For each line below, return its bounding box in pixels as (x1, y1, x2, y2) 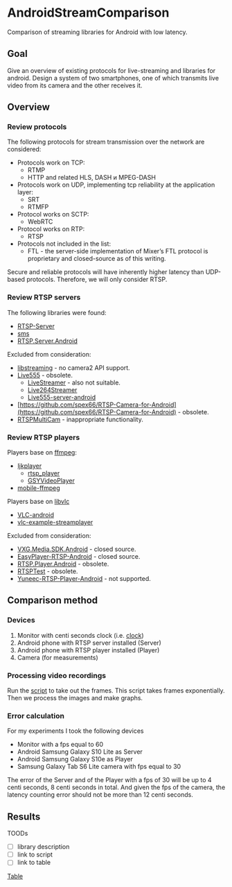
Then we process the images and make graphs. (7, 694, 143, 702)
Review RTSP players (7, 432, 80, 442)
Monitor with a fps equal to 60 (17, 741, 104, 749)
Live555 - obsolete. (17, 371, 73, 379)
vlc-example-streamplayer (17, 518, 93, 527)
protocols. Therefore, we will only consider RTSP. (26, 276, 168, 284)
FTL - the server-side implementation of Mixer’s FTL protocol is (27, 247, 208, 255)
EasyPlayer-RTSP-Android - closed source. (17, 552, 141, 561)
